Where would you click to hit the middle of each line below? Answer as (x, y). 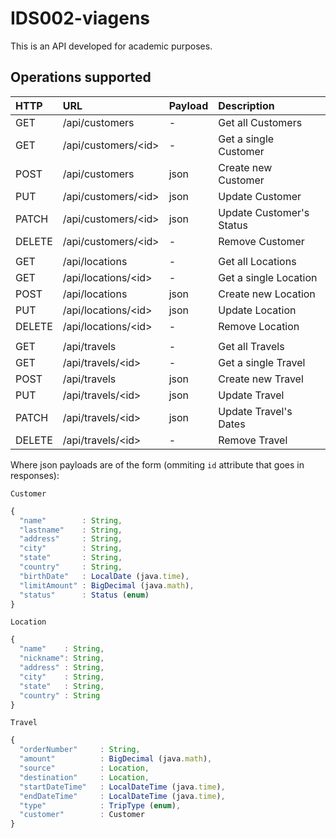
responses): (35, 475)
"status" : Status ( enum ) (84, 595)
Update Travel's (255, 411)
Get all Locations (257, 261)
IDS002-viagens (80, 18)
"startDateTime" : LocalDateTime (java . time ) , (122, 787)
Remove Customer (261, 241)
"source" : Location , (84, 768)
